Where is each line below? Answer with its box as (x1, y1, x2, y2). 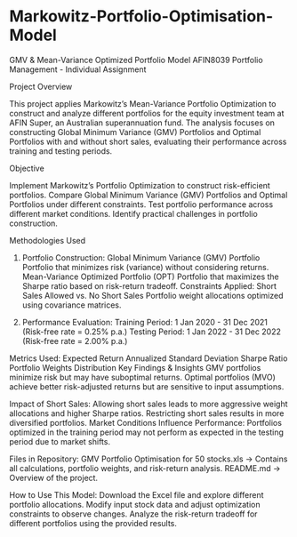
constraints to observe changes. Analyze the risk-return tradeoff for (9, 509, 258, 519)
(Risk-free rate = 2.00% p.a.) (21, 335, 128, 346)
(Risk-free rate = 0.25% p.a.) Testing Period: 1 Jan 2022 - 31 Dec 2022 (21, 326, 282, 337)
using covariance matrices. (21, 300, 122, 310)
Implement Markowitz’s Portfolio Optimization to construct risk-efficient (9, 180, 271, 190)
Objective (9, 163, 44, 173)
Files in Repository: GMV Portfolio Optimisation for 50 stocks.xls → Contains (9, 453, 288, 464)
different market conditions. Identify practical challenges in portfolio (9, 208, 258, 219)
